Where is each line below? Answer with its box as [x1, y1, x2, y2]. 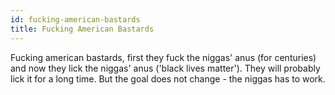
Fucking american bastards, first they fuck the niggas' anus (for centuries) [10, 51, 317, 63]
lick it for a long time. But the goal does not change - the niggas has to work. [10, 72, 326, 85]
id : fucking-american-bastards [10, 14, 141, 25]
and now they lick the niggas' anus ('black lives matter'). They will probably [10, 62, 321, 74]
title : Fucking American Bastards [10, 24, 155, 34]
